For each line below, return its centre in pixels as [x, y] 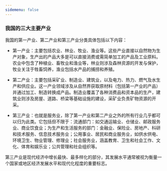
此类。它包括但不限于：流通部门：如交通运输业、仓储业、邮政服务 [93, 121]
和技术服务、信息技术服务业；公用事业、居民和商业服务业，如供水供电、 [86, 134]
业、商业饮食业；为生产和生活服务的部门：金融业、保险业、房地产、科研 [86, 128]
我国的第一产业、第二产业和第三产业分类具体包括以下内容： [66, 40]
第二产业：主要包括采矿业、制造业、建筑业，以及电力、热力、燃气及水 [84, 80]
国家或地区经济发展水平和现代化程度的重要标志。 [59, 163]
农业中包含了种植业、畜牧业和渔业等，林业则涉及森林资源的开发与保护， [86, 63]
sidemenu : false [22, 10]
